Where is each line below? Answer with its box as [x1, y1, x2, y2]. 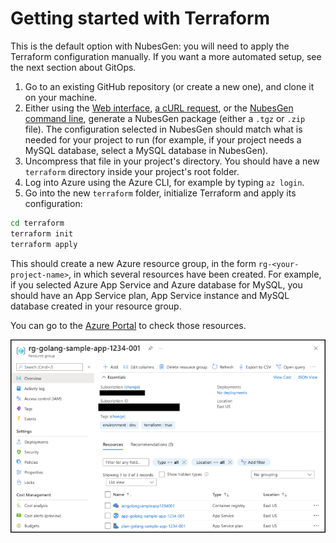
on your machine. [24, 91, 98, 103]
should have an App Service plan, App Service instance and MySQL [10, 289, 290, 301]
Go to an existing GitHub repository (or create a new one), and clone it [24, 80, 315, 92]
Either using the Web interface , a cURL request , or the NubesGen [24, 102, 294, 114]
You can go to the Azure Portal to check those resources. [10, 319, 247, 331]
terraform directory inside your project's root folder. [24, 165, 240, 177]
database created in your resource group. [10, 300, 182, 312]
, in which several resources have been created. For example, [68, 268, 322, 280]
